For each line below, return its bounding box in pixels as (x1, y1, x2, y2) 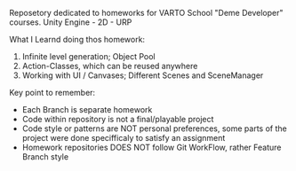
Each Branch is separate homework (21, 105, 153, 114)
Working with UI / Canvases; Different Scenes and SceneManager (21, 70, 264, 81)
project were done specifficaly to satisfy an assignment (21, 133, 226, 143)
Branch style (21, 152, 69, 162)
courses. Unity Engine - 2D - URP (9, 17, 132, 27)
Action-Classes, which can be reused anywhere (21, 61, 198, 71)
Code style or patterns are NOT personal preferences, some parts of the (21, 123, 287, 134)
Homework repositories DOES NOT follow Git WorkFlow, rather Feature (21, 142, 282, 152)
